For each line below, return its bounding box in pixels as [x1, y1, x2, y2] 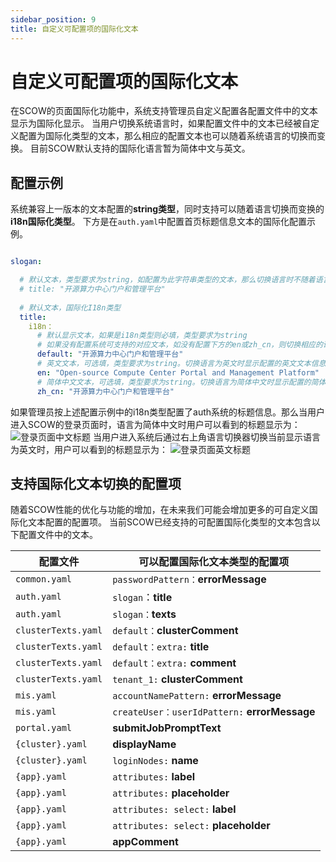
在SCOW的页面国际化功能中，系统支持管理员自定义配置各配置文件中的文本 [10, 105, 318, 117]
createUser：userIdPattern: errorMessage [112, 705, 316, 719]
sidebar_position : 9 [10, 14, 97, 25]
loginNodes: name [112, 754, 199, 768]
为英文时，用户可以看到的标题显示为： [10, 443, 168, 455]
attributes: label [112, 770, 196, 784]
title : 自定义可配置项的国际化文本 [10, 24, 139, 34]
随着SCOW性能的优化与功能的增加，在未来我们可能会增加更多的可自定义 [10, 504, 310, 516]
